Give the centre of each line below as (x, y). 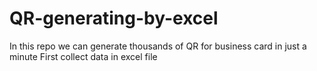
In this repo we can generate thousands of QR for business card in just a (158, 46)
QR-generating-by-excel (114, 18)
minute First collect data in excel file (83, 56)
